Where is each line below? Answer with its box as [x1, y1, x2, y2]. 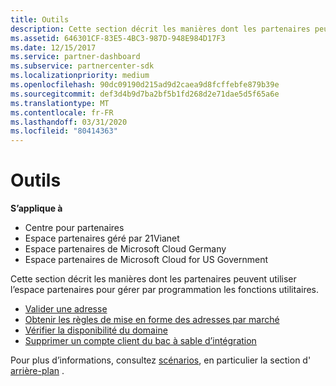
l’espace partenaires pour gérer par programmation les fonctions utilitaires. [10, 284, 320, 296]
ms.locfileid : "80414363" [10, 126, 118, 136]
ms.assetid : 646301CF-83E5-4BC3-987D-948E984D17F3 [10, 33, 226, 43]
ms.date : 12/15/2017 [10, 42, 97, 53]
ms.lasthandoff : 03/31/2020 [10, 117, 128, 127]
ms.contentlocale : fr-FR [10, 107, 114, 118]
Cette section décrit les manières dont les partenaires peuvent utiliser [10, 273, 297, 285]
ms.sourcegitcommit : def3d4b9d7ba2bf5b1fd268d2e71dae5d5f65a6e [10, 89, 280, 99]
